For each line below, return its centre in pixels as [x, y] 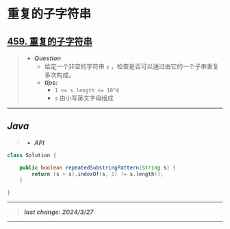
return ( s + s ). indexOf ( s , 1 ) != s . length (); [98, 174]
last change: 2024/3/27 [59, 212]
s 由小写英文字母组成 [84, 98]
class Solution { [32, 155]
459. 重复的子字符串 [50, 41]
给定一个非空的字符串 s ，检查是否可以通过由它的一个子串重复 [131, 66]
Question [48, 58]
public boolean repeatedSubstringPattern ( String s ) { [98, 167]
